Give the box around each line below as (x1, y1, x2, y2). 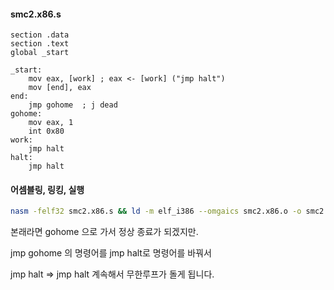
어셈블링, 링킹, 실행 (10, 183, 85, 195)
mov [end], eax (28, 83, 92, 93)
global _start (10, 48, 70, 58)
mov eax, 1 (28, 118, 74, 128)
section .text (10, 39, 70, 49)
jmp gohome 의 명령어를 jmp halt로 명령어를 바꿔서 (10, 247, 212, 259)
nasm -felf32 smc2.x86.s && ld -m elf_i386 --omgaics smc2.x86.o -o (10, 206, 302, 217)
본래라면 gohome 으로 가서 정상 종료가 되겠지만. (10, 226, 199, 238)
